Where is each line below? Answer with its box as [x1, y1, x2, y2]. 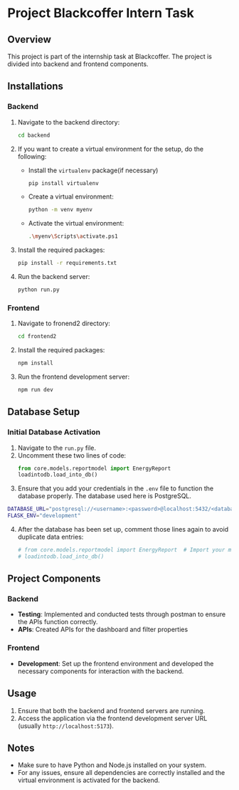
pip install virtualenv [28, 179, 100, 186]
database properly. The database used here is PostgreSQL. [17, 492, 192, 500]
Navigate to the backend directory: [17, 117, 120, 126]
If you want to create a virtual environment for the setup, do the [17, 144, 204, 153]
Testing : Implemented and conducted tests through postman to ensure [17, 610, 226, 618]
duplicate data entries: [17, 532, 84, 542]
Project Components [7, 573, 101, 585]
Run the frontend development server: [17, 372, 130, 381]
